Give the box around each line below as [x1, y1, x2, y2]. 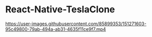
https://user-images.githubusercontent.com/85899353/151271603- [5, 21, 147, 27]
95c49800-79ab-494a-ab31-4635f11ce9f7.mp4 [5, 26, 106, 32]
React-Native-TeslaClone [5, 4, 115, 15]
